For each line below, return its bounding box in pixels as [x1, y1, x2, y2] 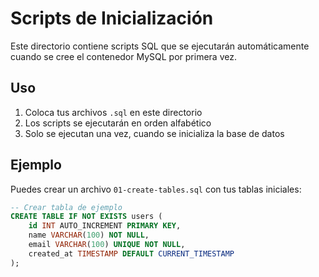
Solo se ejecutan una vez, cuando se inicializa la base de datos [24, 127, 285, 139]
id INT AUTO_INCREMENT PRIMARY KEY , [28, 221, 182, 231]
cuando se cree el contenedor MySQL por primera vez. [10, 50, 237, 62]
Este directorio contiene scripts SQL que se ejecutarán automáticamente [10, 40, 310, 52]
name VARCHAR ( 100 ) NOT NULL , [28, 230, 150, 241]
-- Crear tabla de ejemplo [10, 202, 123, 212]
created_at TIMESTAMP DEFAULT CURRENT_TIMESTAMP [28, 248, 235, 259]
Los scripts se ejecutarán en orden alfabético [24, 117, 212, 129]
